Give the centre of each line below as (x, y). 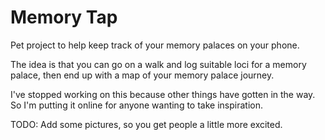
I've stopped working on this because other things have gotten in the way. (163, 94)
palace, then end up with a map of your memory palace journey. (142, 75)
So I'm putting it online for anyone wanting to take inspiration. (136, 105)
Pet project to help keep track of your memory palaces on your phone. (155, 45)
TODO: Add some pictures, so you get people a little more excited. (146, 124)
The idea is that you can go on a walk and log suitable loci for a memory (158, 64)
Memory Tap (64, 17)
